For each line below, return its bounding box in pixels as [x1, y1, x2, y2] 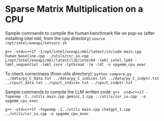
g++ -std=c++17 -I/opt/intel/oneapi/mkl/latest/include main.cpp [5, 49, 141, 54]
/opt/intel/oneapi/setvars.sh [5, 40, 67, 45]
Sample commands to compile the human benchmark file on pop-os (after [5, 30, 155, 36]
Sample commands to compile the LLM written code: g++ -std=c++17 [5, 89, 144, 94]
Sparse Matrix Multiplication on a [5, 3, 143, 15]
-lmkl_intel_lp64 [97, 58, 133, 62]
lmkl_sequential [5, 62, 38, 67]
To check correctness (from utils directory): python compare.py [5, 70, 132, 77]
